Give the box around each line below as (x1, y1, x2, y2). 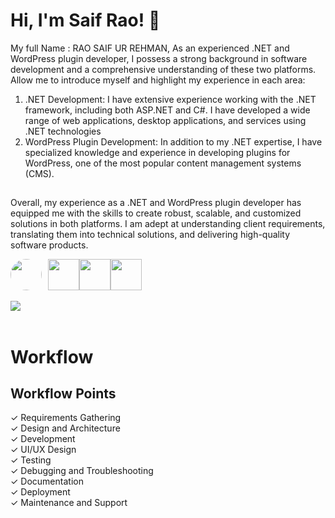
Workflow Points (10, 385, 117, 402)
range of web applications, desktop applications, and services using (24, 114, 307, 126)
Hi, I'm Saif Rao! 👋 (10, 9, 161, 32)
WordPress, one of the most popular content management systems (24, 157, 302, 169)
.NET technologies (24, 125, 102, 137)
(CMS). (24, 167, 55, 179)
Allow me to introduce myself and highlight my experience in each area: (10, 74, 306, 86)
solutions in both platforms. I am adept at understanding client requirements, (10, 218, 326, 230)
